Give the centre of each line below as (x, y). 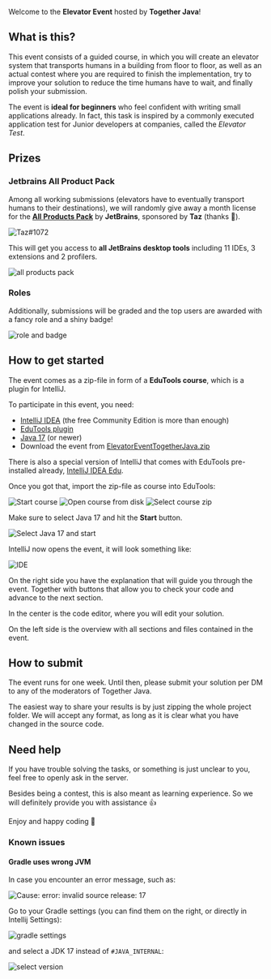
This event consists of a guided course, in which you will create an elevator (134, 57)
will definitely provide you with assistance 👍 (83, 803)
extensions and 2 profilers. (53, 256)
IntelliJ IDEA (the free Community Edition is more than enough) (125, 420)
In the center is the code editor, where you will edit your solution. (116, 613)
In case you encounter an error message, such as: (92, 880)
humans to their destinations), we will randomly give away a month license (132, 208)
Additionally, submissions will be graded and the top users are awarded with (135, 311)
